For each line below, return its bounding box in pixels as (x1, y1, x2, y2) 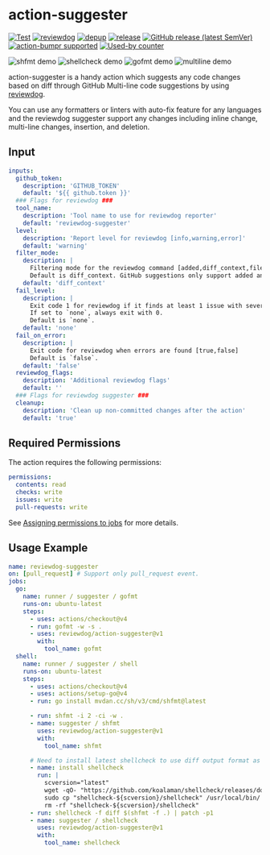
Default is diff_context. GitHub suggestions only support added (29, 272, 253, 280)
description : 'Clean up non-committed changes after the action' (22, 406, 247, 414)
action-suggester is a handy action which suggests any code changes (8, 72, 241, 81)
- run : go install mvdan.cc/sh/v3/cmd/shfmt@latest (29, 697, 207, 706)
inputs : (8, 167, 35, 175)
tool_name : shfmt (43, 741, 103, 750)
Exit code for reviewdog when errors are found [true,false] (29, 347, 239, 355)
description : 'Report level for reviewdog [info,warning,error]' (22, 234, 247, 243)
